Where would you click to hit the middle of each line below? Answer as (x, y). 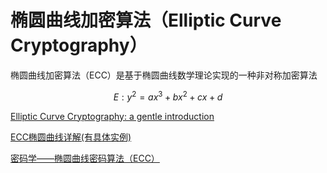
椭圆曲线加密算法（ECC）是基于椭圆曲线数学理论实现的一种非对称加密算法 (164, 75)
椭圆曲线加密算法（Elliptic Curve (146, 20)
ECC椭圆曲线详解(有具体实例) (71, 137)
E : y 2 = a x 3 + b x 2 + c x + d (168, 96)
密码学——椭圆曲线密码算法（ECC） (85, 158)
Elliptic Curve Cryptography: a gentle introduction (112, 116)
